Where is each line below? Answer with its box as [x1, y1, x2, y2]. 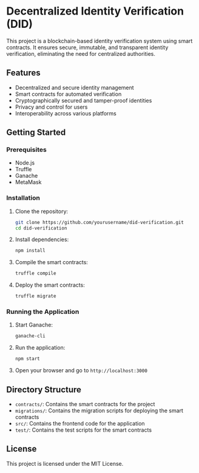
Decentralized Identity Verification [6, 4, 184, 18]
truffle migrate [15, 293, 56, 299]
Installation [6, 194, 41, 202]
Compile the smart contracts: [15, 259, 88, 266]
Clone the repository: [15, 208, 69, 215]
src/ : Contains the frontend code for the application [15, 420, 145, 427]
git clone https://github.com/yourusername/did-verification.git [15, 219, 184, 225]
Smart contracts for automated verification [15, 90, 122, 98]
